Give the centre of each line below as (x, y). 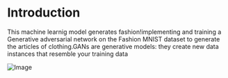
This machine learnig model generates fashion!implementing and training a (114, 32)
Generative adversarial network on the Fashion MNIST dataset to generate (114, 39)
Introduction (44, 13)
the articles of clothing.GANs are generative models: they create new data (113, 46)
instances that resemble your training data (68, 54)
